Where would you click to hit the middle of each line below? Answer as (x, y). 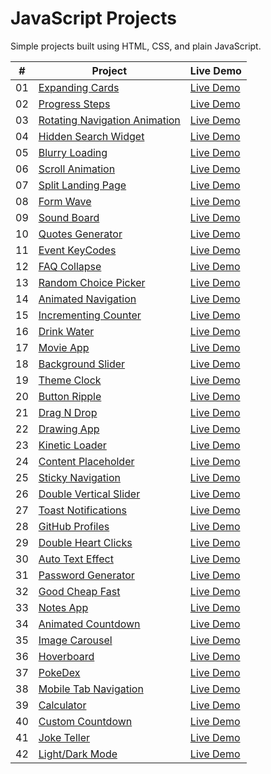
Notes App (63, 607)
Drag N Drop (68, 412)
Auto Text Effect (76, 559)
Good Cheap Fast (79, 591)
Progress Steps (74, 104)
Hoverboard (66, 656)
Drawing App (69, 429)
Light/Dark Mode (78, 754)
